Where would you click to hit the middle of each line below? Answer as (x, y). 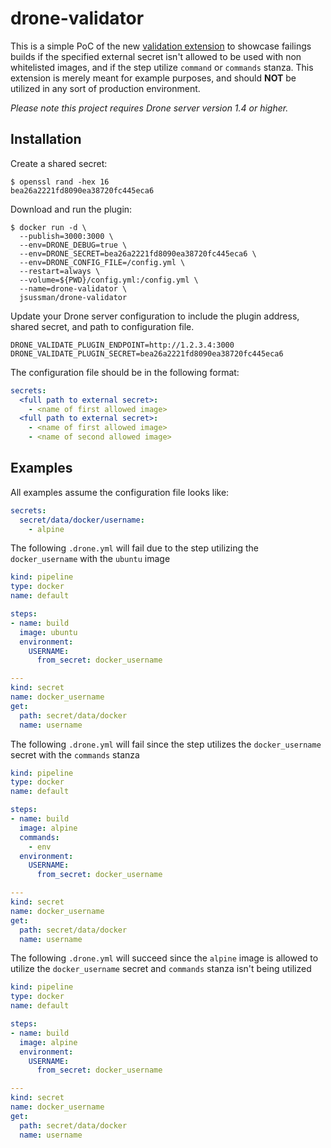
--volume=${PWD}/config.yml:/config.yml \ (109, 280)
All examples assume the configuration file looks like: (120, 492)
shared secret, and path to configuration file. (102, 326)
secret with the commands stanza (75, 754)
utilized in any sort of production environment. (105, 88)
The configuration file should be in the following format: (125, 372)
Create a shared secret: (59, 163)
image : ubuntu (48, 632)
